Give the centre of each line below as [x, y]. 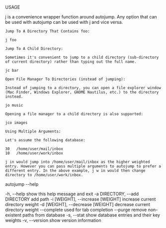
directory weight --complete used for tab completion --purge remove [76, 210]
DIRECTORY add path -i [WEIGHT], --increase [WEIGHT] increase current [81, 199]
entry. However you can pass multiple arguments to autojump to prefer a [83, 166]
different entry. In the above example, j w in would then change [75, 171]
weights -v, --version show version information [53, 220]
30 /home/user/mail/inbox [34, 149]
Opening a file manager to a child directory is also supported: [74, 114]
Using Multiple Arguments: [33, 131]
